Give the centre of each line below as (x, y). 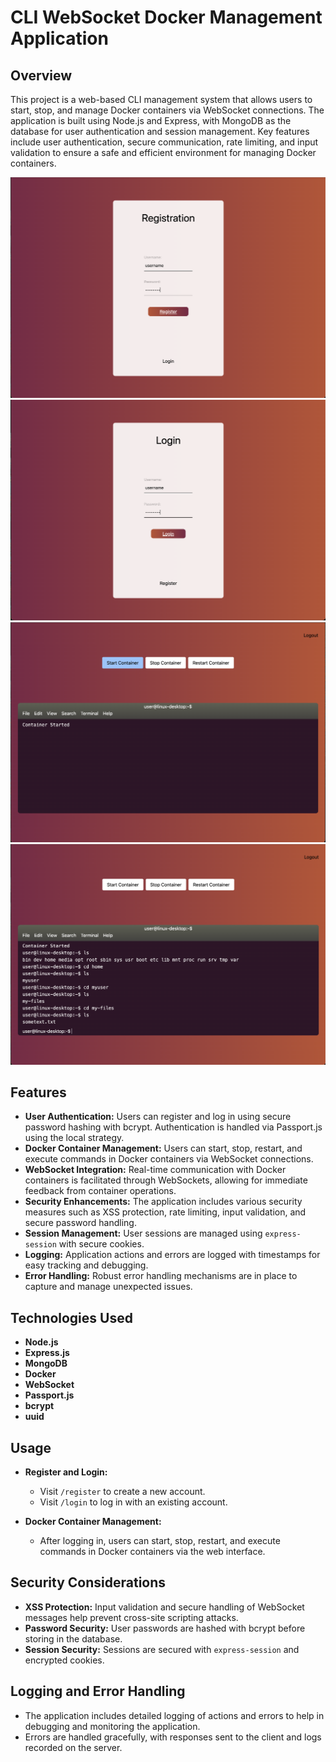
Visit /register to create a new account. (122, 1492)
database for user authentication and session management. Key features (160, 131)
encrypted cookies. (64, 1660)
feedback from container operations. (100, 1191)
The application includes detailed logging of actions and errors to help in (174, 1715)
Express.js (47, 1353)
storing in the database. (73, 1638)
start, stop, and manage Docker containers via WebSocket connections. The (167, 110)
